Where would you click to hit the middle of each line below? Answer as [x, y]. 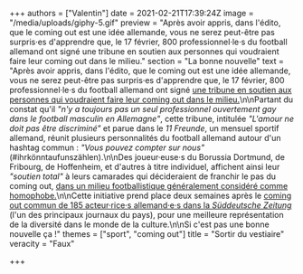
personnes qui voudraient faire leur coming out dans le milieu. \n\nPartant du [151, 99]
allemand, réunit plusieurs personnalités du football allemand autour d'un [146, 138]
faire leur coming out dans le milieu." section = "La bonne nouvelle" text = [147, 61]
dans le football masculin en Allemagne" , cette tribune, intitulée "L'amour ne [151, 118]
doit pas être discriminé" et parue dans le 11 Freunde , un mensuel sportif [144, 128]
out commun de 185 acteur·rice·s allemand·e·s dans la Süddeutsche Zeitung [151, 205]
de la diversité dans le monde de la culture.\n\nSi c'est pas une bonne [139, 224]
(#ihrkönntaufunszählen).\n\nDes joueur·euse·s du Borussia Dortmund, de [147, 157]
